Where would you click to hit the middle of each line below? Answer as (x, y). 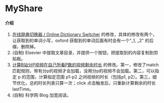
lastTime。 (23, 89)
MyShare (24, 9)
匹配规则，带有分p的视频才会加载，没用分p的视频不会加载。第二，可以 (83, 71)
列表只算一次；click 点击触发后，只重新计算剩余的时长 (101, 83)
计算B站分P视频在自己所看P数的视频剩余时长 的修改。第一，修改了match (85, 65)
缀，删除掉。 (25, 47)
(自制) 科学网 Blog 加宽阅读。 (42, 95)
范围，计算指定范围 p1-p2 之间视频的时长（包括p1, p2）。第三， (89, 77)
